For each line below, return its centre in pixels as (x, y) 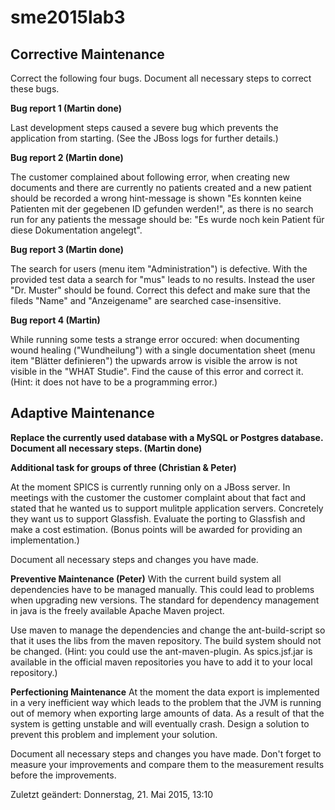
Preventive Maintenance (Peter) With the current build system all (146, 578)
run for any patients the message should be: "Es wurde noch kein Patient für (167, 219)
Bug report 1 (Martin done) (66, 108)
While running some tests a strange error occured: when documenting (155, 339)
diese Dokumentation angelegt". (76, 230)
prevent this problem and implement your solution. (114, 734)
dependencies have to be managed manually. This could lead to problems (162, 589)
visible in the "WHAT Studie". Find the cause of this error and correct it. (157, 371)
